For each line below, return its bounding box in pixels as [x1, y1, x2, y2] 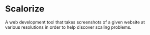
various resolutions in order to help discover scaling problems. [5, 24, 132, 30]
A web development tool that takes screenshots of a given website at [5, 19, 145, 25]
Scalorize [5, 3, 45, 14]
